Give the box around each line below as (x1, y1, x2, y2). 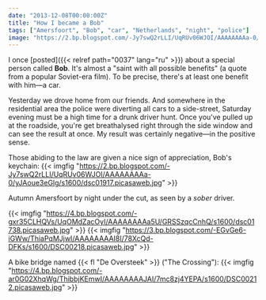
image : (8, 33, 30, 42)
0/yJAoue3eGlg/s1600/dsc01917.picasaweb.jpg (8, 178, 162, 188)
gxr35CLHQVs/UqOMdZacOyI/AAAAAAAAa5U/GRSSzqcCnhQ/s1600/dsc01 (8, 217, 255, 227)
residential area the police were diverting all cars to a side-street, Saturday (8, 104, 252, 114)
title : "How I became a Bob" (8, 19, 104, 27)
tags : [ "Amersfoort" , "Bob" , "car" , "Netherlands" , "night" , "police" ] (8, 26, 250, 34)
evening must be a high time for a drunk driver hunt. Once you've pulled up (8, 112, 253, 122)
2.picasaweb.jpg (8, 283, 63, 292)
